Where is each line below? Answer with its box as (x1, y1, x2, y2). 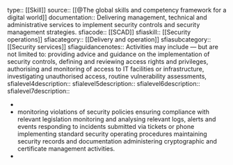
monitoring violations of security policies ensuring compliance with (17, 107, 210, 116)
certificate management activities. (17, 145, 115, 153)
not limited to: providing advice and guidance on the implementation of (7, 50, 210, 58)
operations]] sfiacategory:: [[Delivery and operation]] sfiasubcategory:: (7, 35, 211, 44)
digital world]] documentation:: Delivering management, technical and (7, 13, 207, 21)
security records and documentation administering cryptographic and (17, 137, 217, 145)
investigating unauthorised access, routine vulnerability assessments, (7, 72, 207, 80)
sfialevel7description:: (7, 87, 70, 95)
